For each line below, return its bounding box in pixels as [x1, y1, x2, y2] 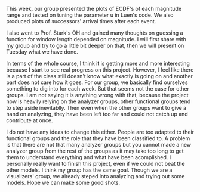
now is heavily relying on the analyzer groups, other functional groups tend [6, 98, 191, 105]
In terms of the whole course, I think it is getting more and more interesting [6, 60, 190, 67]
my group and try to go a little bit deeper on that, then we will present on [6, 42, 184, 49]
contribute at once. [6, 117, 53, 124]
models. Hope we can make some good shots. [6, 179, 121, 186]
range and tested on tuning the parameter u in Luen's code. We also [6, 11, 174, 18]
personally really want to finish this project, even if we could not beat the [6, 160, 185, 167]
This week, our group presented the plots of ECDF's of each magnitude [6, 5, 182, 12]
